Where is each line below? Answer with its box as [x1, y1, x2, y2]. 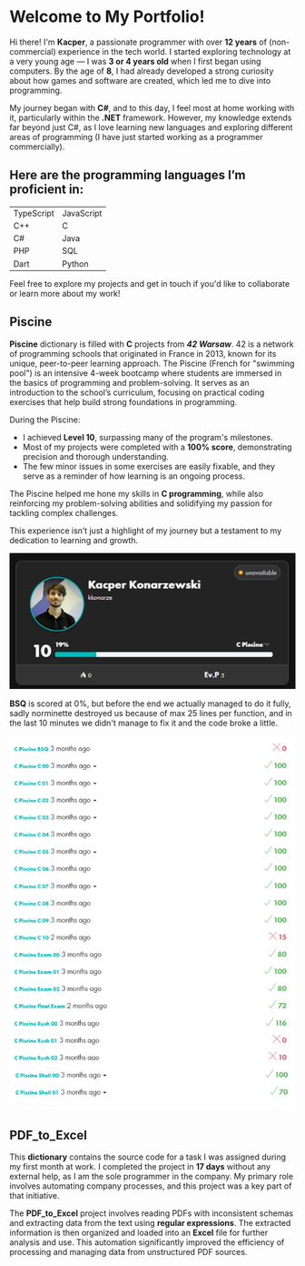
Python [62, 258, 89, 269]
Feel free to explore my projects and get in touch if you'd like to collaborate [9, 279, 290, 289]
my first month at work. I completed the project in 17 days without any [9, 1161, 271, 1172]
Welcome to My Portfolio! [9, 6, 205, 27]
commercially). [9, 141, 65, 152]
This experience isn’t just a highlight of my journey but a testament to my [9, 525, 282, 536]
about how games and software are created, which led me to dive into [9, 75, 271, 86]
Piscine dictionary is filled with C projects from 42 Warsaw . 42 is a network [9, 339, 294, 349]
